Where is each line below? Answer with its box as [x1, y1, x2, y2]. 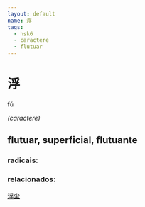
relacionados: [7, 174, 56, 184]
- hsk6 [14, 30, 33, 38]
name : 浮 [7, 17, 32, 24]
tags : [7, 23, 23, 30]
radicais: [7, 155, 39, 165]
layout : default [7, 10, 55, 18]
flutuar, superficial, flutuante [7, 134, 138, 146]
